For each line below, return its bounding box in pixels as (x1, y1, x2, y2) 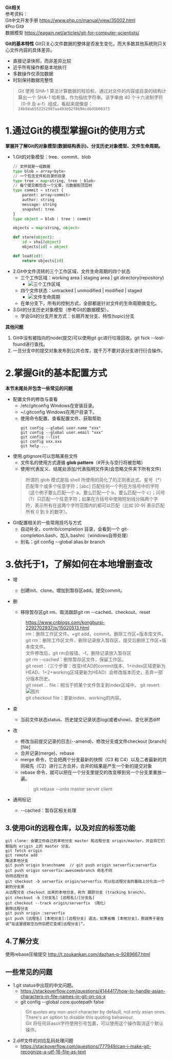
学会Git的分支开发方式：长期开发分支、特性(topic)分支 (20, 313, 135, 319)
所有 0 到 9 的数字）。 (25, 509, 70, 515)
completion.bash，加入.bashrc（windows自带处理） (20, 532, 131, 538)
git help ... (20, 443, 49, 449)
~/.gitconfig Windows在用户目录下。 (20, 409, 97, 415)
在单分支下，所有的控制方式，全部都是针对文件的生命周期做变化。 (20, 300, 160, 306)
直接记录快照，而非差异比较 (12, 58, 72, 64)
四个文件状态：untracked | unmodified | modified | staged (20, 287, 142, 293)
